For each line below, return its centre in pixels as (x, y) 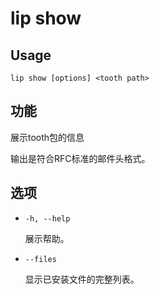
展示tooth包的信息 (47, 137)
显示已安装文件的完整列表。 (82, 279)
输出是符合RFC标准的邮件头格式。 (80, 158)
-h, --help (47, 218)
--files (40, 259)
